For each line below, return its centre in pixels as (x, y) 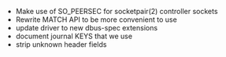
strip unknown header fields (61, 45)
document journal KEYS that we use (74, 36)
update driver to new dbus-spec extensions (87, 28)
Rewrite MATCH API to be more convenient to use (96, 20)
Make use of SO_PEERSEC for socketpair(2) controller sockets (117, 11)
